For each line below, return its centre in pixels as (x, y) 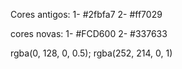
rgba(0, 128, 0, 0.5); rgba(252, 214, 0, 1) (91, 53)
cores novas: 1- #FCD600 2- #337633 (89, 33)
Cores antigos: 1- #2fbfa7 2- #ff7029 (86, 14)
